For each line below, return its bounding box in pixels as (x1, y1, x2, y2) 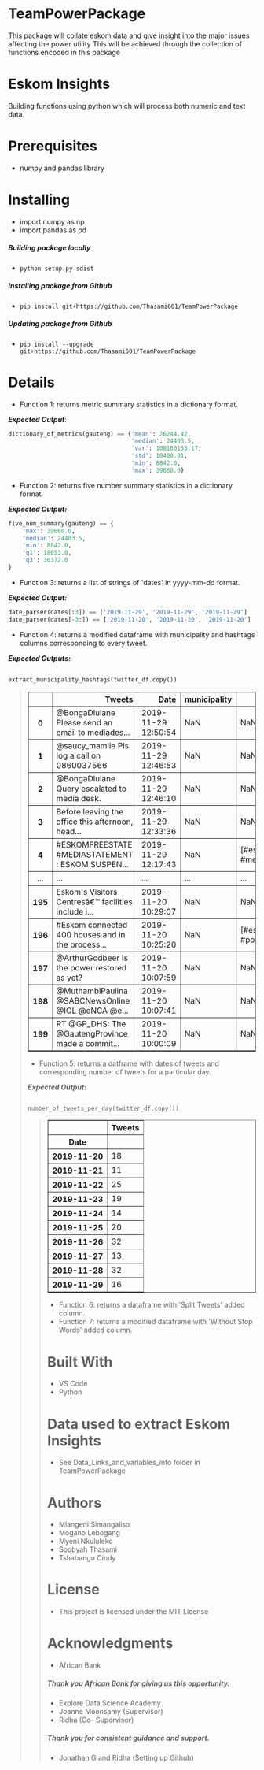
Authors (46, 1494, 102, 1512)
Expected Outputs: (8, 653, 71, 662)
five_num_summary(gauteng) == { (8, 519, 114, 528)
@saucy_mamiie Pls (56, 740, 130, 751)
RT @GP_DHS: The (56, 1018, 126, 1029)
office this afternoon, (56, 816, 134, 827)
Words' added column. (58, 1325, 133, 1335)
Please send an (56, 717, 113, 728)
